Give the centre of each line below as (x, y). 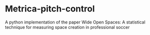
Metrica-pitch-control (50, 9)
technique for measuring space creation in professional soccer (68, 27)
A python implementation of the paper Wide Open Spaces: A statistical (75, 22)
